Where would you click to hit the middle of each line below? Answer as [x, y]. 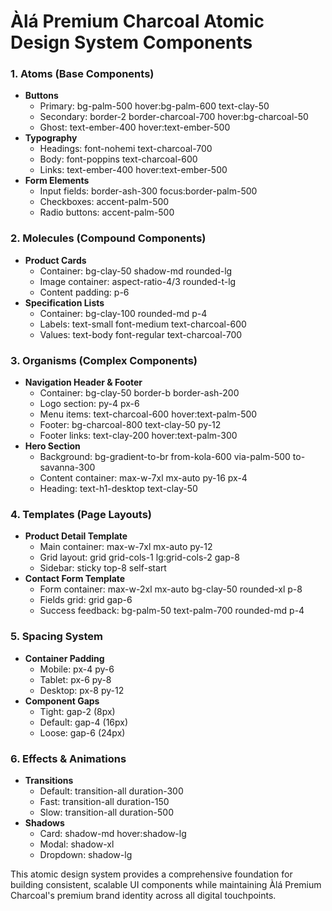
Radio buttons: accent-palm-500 [107, 212]
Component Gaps [62, 701]
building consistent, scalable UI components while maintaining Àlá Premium [166, 884]
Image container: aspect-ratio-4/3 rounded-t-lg [138, 281]
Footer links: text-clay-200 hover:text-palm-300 [138, 436]
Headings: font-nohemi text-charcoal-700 [126, 149]
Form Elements [57, 181]
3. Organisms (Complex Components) [104, 360]
